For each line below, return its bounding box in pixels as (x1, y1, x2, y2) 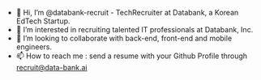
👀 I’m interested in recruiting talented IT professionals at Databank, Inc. (15, 25, 254, 34)
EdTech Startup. (15, 16, 71, 26)
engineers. (15, 42, 53, 52)
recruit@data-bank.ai (15, 63, 88, 72)
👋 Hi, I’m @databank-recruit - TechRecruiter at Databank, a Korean (15, 8, 239, 17)
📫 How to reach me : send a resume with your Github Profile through (15, 51, 248, 61)
